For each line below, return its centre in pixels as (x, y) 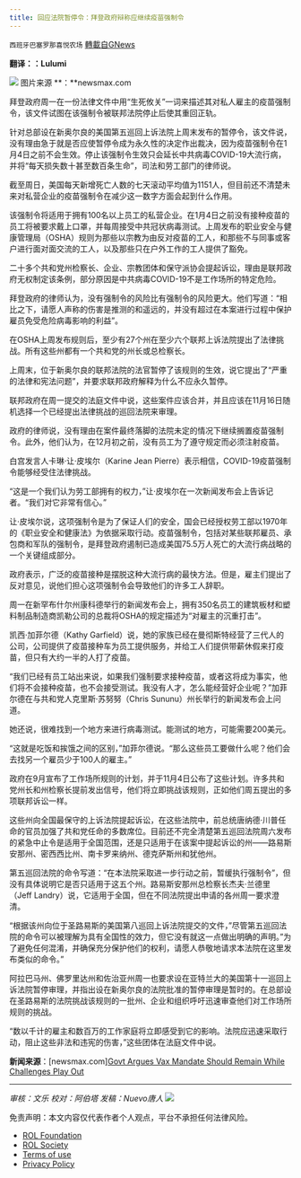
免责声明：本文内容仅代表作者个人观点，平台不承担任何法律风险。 (131, 1117)
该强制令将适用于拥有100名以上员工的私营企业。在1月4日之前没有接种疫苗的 (150, 215)
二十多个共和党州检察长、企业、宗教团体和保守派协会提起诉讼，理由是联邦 (146, 268)
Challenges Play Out (47, 1071)
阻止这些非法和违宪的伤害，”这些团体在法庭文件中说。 (123, 1042)
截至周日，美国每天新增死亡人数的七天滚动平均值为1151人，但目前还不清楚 (146, 184)
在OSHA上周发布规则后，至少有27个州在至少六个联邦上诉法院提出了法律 (143, 339)
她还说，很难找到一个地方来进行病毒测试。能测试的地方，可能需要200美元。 (150, 729)
